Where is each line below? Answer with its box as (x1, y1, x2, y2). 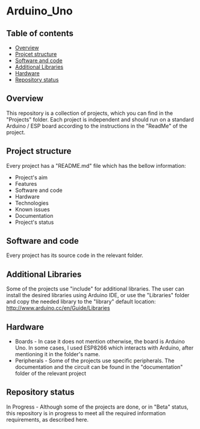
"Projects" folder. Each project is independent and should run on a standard (6, 116, 194, 123)
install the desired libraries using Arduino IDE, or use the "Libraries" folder (6, 292, 190, 299)
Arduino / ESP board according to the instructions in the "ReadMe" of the (6, 122, 188, 129)
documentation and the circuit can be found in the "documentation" (14, 363, 183, 371)
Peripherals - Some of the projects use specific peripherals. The (14, 357, 175, 365)
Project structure (6, 146, 72, 156)
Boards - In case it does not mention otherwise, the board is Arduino (14, 338, 185, 345)
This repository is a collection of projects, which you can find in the (6, 110, 173, 117)
